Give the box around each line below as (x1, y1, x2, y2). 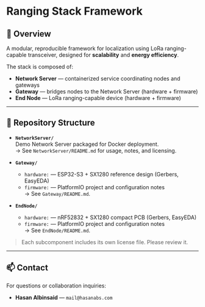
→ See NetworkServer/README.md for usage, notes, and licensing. (15, 146, 177, 154)
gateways (15, 81, 40, 88)
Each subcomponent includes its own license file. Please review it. (21, 238, 189, 245)
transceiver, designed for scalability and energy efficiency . (27, 51, 179, 59)
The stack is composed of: (6, 63, 73, 70)
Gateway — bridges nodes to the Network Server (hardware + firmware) (15, 88, 198, 95)
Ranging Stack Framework (6, 4, 143, 18)
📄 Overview (6, 29, 51, 39)
